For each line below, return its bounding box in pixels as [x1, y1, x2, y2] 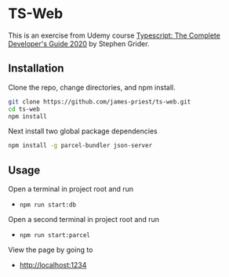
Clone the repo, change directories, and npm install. [8, 82, 176, 92]
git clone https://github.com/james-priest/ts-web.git [8, 97, 191, 106]
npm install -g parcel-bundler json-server [8, 142, 153, 150]
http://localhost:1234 [19, 261, 87, 270]
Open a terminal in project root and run [8, 184, 134, 194]
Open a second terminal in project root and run [8, 215, 159, 224]
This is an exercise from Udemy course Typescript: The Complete [8, 31, 221, 40]
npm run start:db [19, 201, 77, 209]
